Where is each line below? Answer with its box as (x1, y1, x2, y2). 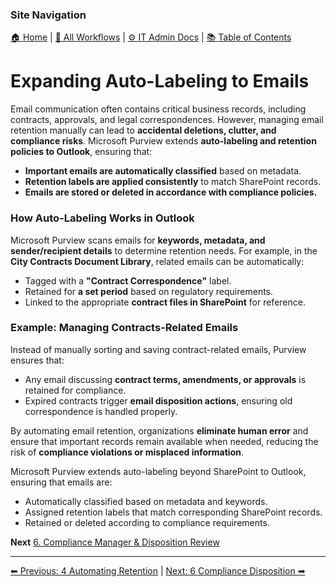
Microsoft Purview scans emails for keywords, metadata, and (10, 234, 266, 246)
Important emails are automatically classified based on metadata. (24, 165, 302, 177)
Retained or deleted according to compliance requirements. (24, 516, 270, 528)
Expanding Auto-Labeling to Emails (10, 70, 310, 93)
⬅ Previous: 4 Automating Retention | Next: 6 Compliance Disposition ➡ (10, 564, 306, 577)
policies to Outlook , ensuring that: (10, 146, 153, 158)
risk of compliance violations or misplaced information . (10, 446, 244, 458)
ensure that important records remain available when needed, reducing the (10, 435, 319, 447)
